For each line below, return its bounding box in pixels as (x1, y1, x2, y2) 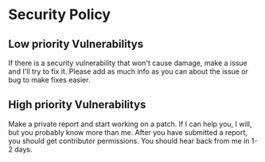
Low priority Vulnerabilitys (8, 37, 144, 51)
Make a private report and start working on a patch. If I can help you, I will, (8, 119, 252, 129)
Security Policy (8, 6, 111, 24)
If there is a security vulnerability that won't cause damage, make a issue (8, 58, 248, 67)
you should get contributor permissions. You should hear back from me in (8, 136, 250, 145)
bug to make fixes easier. (8, 75, 91, 84)
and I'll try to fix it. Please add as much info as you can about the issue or (8, 67, 249, 76)
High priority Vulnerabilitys (8, 98, 146, 112)
